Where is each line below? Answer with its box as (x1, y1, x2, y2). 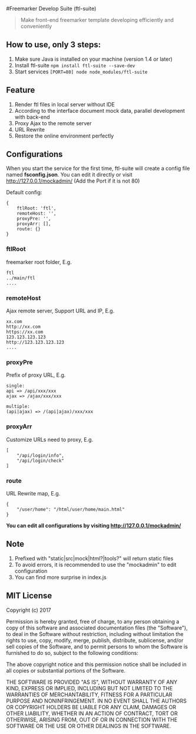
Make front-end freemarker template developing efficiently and (20, 17, 174, 23)
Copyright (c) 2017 (6, 606, 51, 614)
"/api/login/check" (16, 458, 65, 464)
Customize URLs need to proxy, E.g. (6, 436, 94, 443)
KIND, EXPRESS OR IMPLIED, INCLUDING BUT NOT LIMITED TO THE (6, 684, 173, 691)
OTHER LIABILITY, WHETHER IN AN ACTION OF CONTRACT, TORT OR (6, 710, 178, 717)
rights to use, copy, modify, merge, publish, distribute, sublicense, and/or (6, 637, 184, 644)
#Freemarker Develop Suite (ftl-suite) (6, 5, 97, 12)
